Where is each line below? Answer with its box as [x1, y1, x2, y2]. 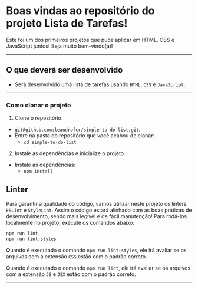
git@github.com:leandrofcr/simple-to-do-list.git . [14, 126, 141, 133]
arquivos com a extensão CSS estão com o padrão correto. [6, 252, 147, 260]
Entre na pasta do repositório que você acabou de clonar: [14, 132, 155, 139]
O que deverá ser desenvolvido [6, 65, 123, 75]
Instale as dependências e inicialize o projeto [14, 150, 124, 157]
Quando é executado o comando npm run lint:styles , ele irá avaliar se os [6, 247, 187, 254]
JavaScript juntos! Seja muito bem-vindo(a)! [6, 42, 113, 50]
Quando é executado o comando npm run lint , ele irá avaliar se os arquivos [6, 264, 191, 271]
